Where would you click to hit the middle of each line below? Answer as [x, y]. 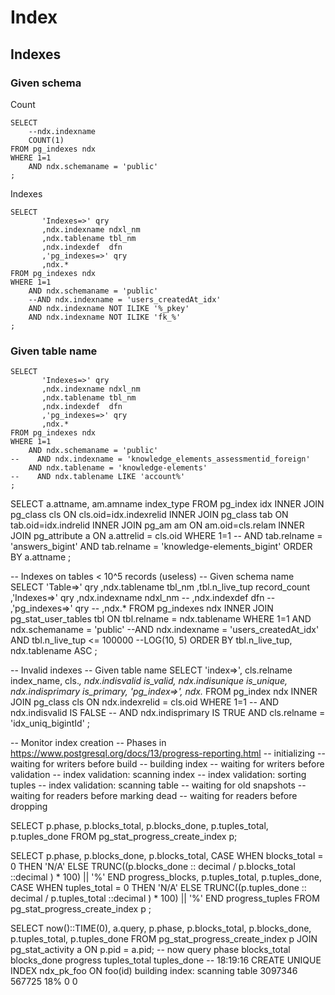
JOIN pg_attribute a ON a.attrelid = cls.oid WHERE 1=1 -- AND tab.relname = [166, 536]
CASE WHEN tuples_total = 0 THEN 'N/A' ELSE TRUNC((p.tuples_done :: [158, 888]
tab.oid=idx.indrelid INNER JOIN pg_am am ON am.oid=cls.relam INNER [157, 525]
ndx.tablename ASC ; [54, 651]
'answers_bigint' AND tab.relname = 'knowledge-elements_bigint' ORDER [161, 547]
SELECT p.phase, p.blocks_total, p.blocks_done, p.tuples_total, [139, 826]
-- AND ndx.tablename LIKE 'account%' [98, 477]
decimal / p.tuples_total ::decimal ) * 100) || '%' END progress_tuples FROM [165, 898]
